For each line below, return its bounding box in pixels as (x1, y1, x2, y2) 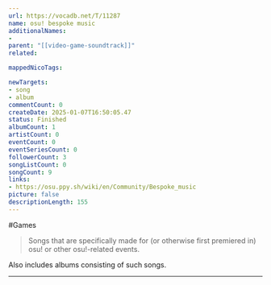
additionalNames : (8, 27, 67, 35)
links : (8, 176, 31, 184)
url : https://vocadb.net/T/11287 (8, 11, 121, 20)
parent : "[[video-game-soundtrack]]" (8, 42, 135, 50)
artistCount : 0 (8, 130, 60, 139)
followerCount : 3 (8, 153, 67, 161)
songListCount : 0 (8, 160, 67, 169)
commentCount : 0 (8, 101, 63, 109)
